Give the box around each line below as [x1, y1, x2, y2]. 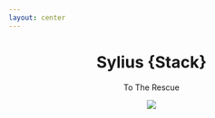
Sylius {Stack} [95, 51, 208, 72]
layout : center [8, 13, 66, 23]
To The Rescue [122, 82, 181, 93]
